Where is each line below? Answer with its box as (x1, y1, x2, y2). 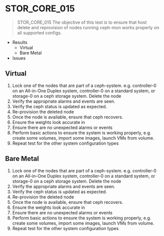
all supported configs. (17, 30, 62, 36)
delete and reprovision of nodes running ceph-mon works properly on (17, 24, 159, 30)
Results (12, 39, 28, 45)
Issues (12, 55, 26, 61)
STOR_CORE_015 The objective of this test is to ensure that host (17, 19, 147, 25)
